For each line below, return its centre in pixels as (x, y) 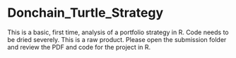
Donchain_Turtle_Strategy (85, 13)
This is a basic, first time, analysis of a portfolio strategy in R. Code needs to (118, 32)
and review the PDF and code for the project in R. (79, 47)
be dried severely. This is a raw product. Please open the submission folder (117, 39)
